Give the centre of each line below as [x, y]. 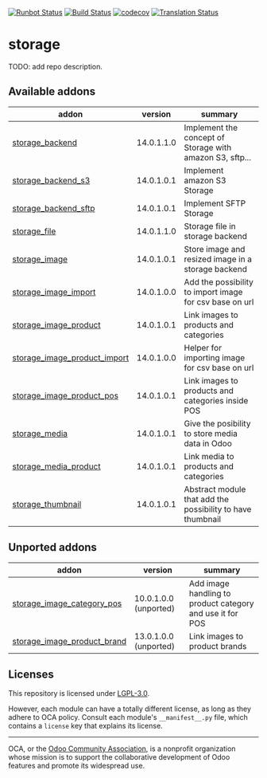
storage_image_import [54, 292]
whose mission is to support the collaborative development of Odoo [119, 757]
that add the [206, 499]
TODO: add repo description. [56, 66]
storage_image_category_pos [67, 603]
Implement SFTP [215, 203]
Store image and [215, 249]
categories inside [216, 400]
